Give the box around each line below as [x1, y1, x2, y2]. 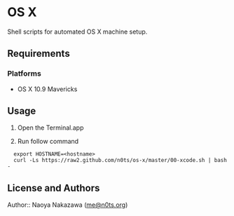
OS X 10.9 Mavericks [17, 85, 78, 93]
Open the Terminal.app [17, 123, 84, 132]
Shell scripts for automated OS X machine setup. [7, 27, 148, 36]
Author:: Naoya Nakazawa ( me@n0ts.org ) [7, 201, 128, 209]
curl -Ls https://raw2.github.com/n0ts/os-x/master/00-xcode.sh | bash [13, 157, 228, 164]
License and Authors [7, 182, 100, 194]
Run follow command [17, 137, 79, 146]
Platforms [7, 69, 42, 79]
